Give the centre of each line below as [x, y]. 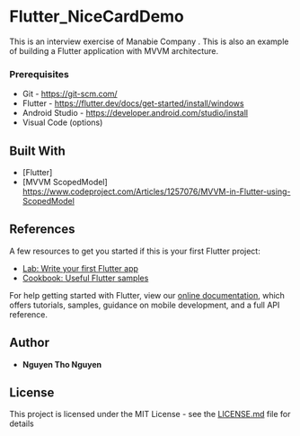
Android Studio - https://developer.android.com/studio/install [135, 113]
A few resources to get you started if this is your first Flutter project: [135, 251]
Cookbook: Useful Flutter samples [85, 278]
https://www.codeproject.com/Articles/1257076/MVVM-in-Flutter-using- [156, 191]
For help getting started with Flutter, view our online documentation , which [147, 295]
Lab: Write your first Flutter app [80, 268]
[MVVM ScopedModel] [65, 182]
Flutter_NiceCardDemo [97, 17]
